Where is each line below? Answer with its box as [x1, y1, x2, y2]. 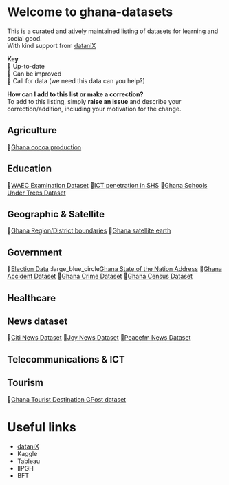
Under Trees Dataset [7, 188, 67, 197]
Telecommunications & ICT [7, 354, 125, 365]
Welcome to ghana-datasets [7, 4, 173, 20]
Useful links [7, 419, 77, 435]
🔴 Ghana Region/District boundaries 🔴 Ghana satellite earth [7, 226, 171, 235]
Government [7, 246, 63, 258]
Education [7, 163, 52, 175]
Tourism [7, 377, 43, 389]
